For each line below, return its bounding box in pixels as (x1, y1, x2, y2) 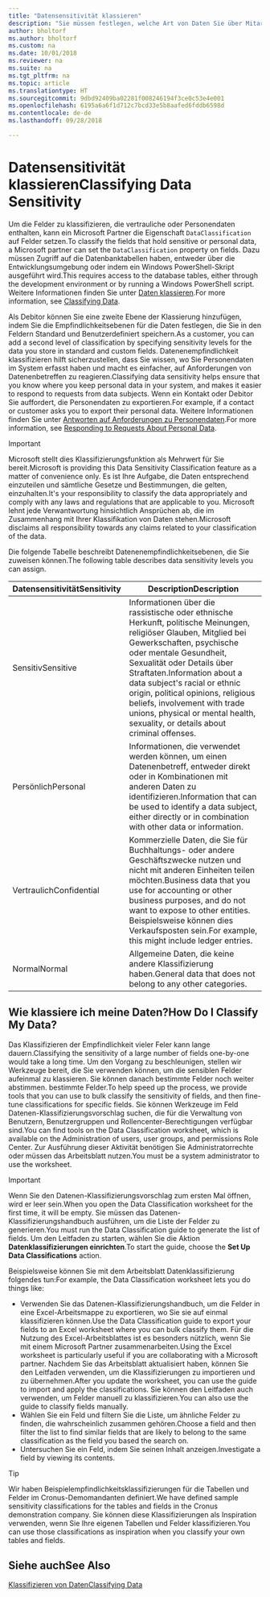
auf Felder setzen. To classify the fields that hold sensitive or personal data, (8, 236, 257, 246)
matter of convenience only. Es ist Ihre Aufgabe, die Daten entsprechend (8, 471, 249, 481)
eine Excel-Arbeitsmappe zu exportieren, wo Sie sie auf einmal (19, 1307, 228, 1317)
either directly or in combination (129, 811, 249, 822)
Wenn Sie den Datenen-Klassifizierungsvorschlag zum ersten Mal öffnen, (8, 1190, 252, 1200)
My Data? (8, 1018, 58, 1032)
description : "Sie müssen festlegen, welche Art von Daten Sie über (8, 19, 243, 27)
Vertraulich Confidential (12, 884, 100, 896)
